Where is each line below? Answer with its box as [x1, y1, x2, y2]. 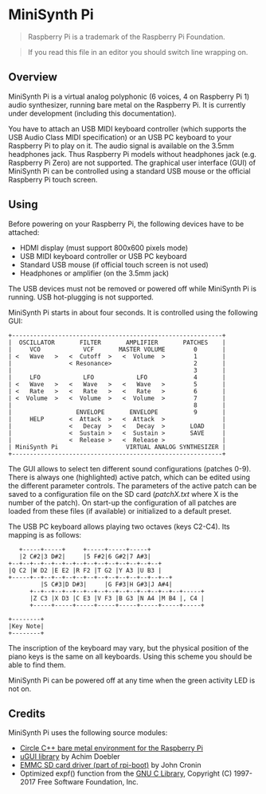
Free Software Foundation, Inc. [37, 777, 139, 787]
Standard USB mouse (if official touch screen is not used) [19, 260, 209, 269]
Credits [8, 706, 46, 720]
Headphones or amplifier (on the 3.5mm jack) [19, 268, 170, 278]
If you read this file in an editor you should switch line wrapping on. [27, 47, 248, 57]
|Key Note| [8, 622, 45, 630]
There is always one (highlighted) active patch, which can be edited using [8, 472, 251, 482]
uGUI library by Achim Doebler [19, 752, 121, 761]
